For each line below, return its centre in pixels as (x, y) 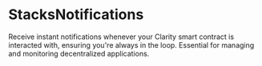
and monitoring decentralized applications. (79, 53)
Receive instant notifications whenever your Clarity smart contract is (121, 37)
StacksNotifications (76, 15)
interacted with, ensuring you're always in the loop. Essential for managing (131, 45)
